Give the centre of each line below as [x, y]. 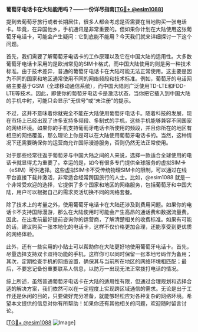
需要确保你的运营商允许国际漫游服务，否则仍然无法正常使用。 [96, 143]
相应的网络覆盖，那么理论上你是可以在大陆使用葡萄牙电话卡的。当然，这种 [96, 135]
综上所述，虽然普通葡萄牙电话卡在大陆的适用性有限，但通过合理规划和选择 [96, 281]
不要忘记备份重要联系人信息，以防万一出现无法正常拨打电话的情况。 [99, 269]
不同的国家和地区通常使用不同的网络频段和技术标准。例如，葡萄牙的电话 [99, 78]
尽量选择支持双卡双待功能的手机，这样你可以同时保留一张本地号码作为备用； [99, 254]
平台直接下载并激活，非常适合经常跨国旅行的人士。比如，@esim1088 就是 [96, 177]
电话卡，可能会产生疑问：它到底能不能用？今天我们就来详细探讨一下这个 [104, 37]
